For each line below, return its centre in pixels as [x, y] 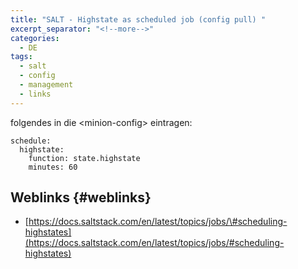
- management [46, 85]
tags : [21, 57]
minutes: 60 [53, 167]
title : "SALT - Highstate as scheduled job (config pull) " [138, 19]
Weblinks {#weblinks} [81, 197]
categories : [35, 38]
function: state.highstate [84, 158]
